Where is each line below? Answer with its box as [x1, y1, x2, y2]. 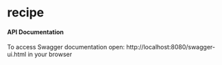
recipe [7, 5, 45, 21]
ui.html [7, 50, 27, 59]
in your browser [27, 50, 73, 59]
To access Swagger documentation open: [7, 43, 125, 51]
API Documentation [7, 27, 64, 36]
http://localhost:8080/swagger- [126, 43, 216, 51]
